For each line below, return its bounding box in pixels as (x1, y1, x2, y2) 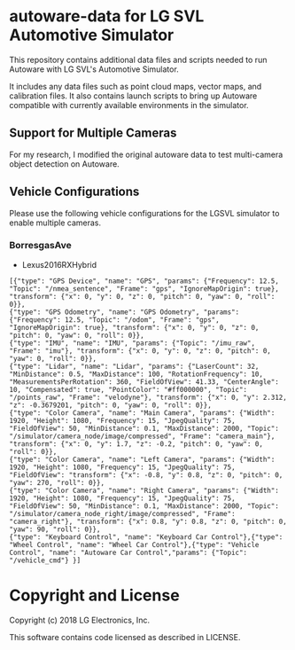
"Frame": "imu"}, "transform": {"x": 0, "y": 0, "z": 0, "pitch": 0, (9, 346, 272, 356)
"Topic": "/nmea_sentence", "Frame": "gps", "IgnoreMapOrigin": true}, (9, 284, 279, 294)
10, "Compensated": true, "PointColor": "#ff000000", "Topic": (9, 385, 248, 394)
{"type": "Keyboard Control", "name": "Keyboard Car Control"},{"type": (9, 532, 283, 542)
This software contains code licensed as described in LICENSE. (9, 631, 241, 642)
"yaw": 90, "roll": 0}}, (9, 525, 101, 534)
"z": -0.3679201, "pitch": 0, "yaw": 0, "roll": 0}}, (9, 401, 213, 410)
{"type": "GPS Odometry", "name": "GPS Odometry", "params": (9, 308, 240, 317)
